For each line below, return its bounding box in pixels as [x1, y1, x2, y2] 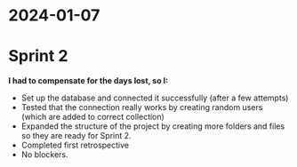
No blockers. [20, 149, 68, 160]
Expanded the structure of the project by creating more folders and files [20, 121, 285, 131]
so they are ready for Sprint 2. [20, 131, 132, 141]
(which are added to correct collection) [20, 112, 165, 123]
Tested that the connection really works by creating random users [20, 102, 263, 113]
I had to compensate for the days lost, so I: [8, 76, 169, 86]
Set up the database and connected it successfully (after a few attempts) [20, 92, 289, 103]
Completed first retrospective [20, 139, 130, 151]
